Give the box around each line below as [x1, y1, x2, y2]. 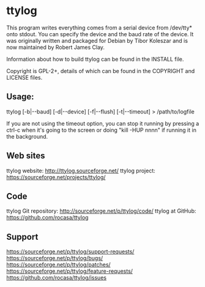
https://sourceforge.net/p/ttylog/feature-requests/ [6, 267, 133, 275]
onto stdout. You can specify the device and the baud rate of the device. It [6, 30, 194, 37]
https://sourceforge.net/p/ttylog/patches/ [6, 261, 111, 269]
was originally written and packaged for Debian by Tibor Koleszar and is [6, 37, 188, 44]
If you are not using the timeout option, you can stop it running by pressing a [6, 120, 199, 127]
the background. [6, 132, 48, 140]
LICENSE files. [6, 74, 43, 81]
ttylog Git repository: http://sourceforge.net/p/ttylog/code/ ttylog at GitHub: [6, 207, 196, 215]
